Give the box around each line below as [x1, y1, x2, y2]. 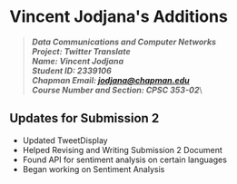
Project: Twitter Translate [31, 45, 131, 56]
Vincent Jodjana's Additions [9, 6, 229, 27]
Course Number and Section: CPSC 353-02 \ [31, 84, 202, 95]
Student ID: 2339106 [31, 65, 112, 76]
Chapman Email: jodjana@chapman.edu [31, 74, 190, 85]
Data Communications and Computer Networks [31, 36, 216, 47]
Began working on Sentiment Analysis [22, 163, 165, 174]
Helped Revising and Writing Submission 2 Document [22, 144, 222, 155]
